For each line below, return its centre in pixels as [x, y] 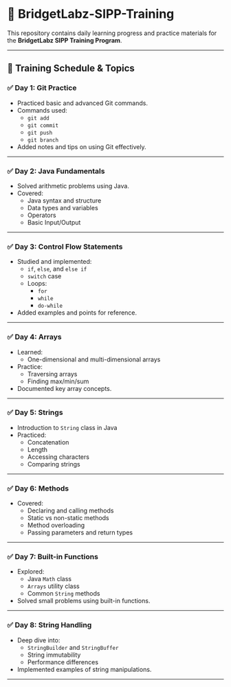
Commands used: [42, 110]
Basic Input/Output [54, 222]
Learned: [30, 352]
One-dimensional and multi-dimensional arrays [94, 359]
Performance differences [63, 662]
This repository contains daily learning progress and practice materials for [112, 33]
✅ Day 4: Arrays [34, 337]
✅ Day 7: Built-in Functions [53, 557]
